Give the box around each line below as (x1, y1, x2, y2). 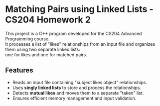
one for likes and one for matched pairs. (5, 51, 87, 58)
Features (5, 66, 33, 75)
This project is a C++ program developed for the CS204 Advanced (5, 30, 142, 36)
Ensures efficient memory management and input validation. (12, 95, 137, 101)
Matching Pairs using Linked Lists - (5, 3, 154, 15)
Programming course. (5, 36, 50, 42)
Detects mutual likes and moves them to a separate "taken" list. (12, 90, 144, 96)
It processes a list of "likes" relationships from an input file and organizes (5, 41, 156, 47)
